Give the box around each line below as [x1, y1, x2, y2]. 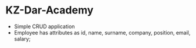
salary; [13, 35, 31, 42]
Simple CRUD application [13, 23, 75, 30]
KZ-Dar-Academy [5, 4, 94, 17]
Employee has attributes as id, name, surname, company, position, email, [13, 29, 191, 36]
